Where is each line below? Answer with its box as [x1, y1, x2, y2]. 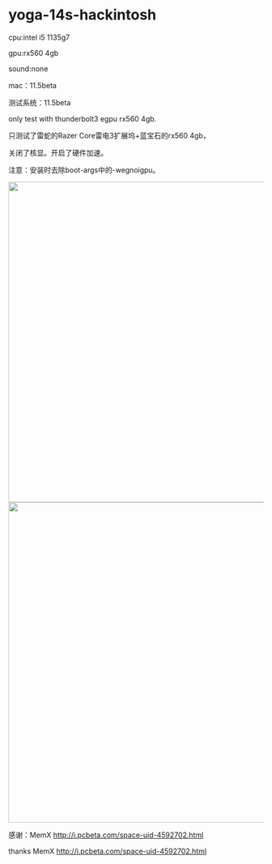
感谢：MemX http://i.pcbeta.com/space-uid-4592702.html [8, 830, 204, 840]
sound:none [8, 63, 49, 74]
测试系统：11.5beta [8, 97, 71, 107]
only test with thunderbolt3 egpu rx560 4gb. [8, 113, 157, 123]
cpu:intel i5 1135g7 [8, 32, 70, 42]
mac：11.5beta [8, 80, 57, 90]
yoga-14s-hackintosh [8, 6, 157, 24]
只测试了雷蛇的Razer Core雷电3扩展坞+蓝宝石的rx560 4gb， [8, 130, 210, 140]
